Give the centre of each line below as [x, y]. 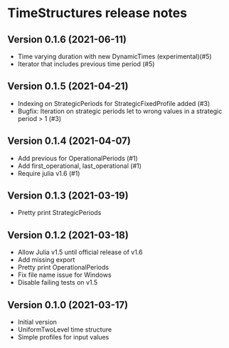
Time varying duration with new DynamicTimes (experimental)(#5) [114, 56]
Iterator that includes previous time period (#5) [86, 64]
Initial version [37, 322]
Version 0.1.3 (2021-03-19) [68, 196]
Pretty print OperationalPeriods [63, 268]
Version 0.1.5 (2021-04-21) [68, 86]
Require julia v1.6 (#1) [49, 173]
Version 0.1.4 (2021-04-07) [69, 141]
